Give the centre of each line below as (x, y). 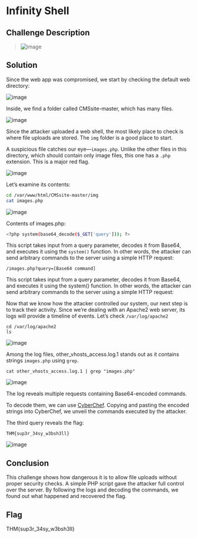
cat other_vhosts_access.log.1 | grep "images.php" (71, 372)
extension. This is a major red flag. (48, 161)
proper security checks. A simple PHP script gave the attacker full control (95, 484)
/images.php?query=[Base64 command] (51, 269)
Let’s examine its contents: (38, 184)
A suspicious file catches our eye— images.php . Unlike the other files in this (96, 149)
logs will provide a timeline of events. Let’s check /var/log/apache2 (87, 316)
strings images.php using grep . (43, 361)
